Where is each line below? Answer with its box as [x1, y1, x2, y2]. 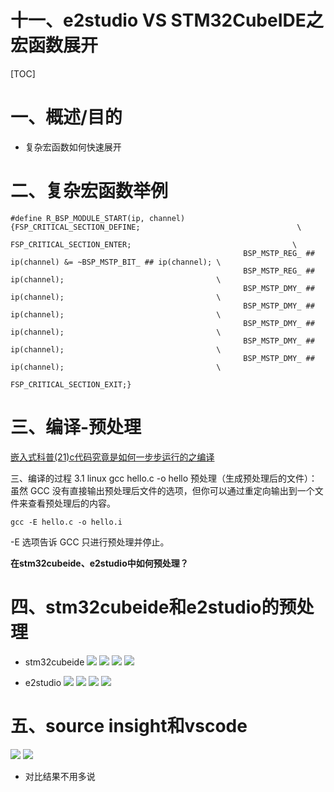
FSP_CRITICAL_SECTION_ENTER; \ [10, 239, 298, 250]
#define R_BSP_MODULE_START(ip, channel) [10, 213, 186, 223]
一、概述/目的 [10, 106, 123, 129]
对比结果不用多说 [24, 770, 96, 782]
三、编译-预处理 [10, 416, 142, 438]
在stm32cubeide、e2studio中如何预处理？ [10, 557, 189, 569]
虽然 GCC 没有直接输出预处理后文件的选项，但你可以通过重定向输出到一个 [10, 484, 315, 496]
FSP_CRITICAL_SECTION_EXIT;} [10, 379, 132, 390]
